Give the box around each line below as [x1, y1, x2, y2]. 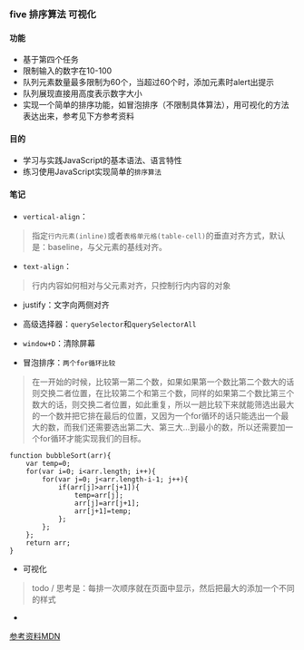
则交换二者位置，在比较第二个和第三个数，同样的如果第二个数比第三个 [31, 387, 295, 398]
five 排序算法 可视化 [9, 7, 97, 20]
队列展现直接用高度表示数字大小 [22, 88, 142, 99]
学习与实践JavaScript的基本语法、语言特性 [22, 155, 183, 166]
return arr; [25, 538, 71, 548]
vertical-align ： [22, 210, 89, 221]
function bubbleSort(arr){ [9, 451, 112, 460]
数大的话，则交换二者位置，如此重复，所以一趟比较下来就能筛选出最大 [31, 399, 295, 410]
